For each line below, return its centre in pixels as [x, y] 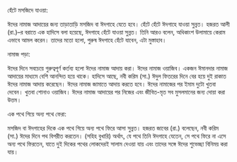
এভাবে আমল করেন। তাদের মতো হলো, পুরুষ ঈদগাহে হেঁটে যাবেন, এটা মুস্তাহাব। [87, 40]
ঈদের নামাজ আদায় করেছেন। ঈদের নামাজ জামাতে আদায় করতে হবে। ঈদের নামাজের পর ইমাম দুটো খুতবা [112, 84]
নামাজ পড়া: [19, 54]
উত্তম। [15, 100]
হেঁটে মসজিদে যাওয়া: [28, 10]
